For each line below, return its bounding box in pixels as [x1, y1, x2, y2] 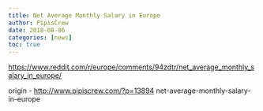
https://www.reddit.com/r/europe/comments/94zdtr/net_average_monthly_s [8, 62, 255, 72]
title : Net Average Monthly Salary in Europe [8, 11, 160, 20]
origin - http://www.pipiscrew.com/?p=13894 [8, 86, 155, 95]
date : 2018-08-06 [8, 26, 66, 34]
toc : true [8, 41, 41, 49]
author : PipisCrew [8, 19, 69, 27]
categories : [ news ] [8, 33, 73, 42]
